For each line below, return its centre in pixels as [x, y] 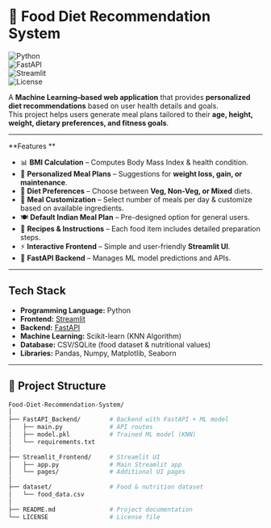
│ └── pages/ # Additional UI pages [97, 472]
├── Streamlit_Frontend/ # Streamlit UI [84, 457]
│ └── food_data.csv [46, 495]
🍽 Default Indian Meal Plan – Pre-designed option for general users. [135, 217]
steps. [30, 237]
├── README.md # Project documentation [101, 509]
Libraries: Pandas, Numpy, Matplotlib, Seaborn [98, 353]
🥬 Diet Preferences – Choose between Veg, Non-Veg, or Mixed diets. [136, 191]
